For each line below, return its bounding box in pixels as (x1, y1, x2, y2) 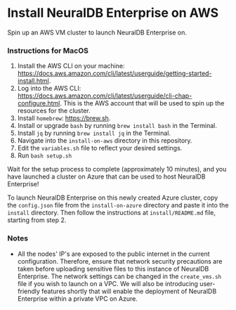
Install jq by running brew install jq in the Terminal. (17, 129, 171, 138)
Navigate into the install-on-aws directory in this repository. (17, 136, 192, 145)
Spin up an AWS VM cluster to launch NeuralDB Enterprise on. (7, 28, 188, 37)
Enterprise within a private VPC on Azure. (17, 294, 138, 303)
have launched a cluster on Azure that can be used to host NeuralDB (7, 172, 206, 181)
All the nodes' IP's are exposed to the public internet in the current (17, 250, 210, 258)
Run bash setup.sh (17, 151, 72, 160)
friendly (17, 287, 41, 295)
